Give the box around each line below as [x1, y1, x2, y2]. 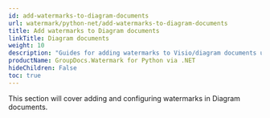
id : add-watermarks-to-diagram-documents [8, 11, 149, 20]
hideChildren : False [8, 64, 78, 72]
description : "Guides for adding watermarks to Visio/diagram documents [8, 49, 257, 57]
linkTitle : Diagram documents [8, 34, 110, 43]
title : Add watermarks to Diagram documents [8, 26, 160, 35]
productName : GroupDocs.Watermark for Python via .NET [8, 57, 196, 65]
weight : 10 [8, 42, 45, 50]
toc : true [8, 71, 42, 79]
